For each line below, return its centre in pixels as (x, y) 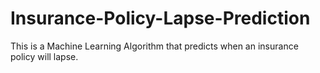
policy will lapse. (44, 56)
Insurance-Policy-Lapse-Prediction (160, 18)
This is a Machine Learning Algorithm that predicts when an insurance (154, 46)
